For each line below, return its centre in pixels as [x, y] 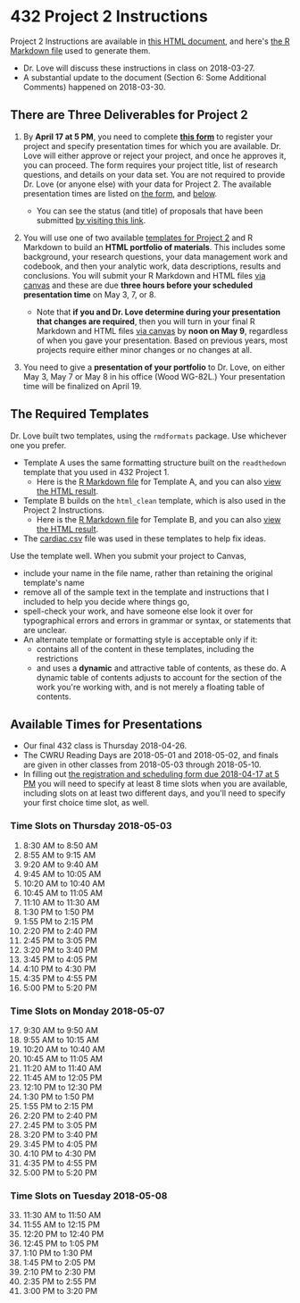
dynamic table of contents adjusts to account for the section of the [159, 677]
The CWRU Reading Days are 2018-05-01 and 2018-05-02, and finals [151, 756]
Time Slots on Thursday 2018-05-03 [91, 826]
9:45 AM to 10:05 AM [62, 873]
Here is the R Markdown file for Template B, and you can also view [158, 519]
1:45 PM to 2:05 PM [59, 1263]
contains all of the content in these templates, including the [145, 648]
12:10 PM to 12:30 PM [62, 1087]
